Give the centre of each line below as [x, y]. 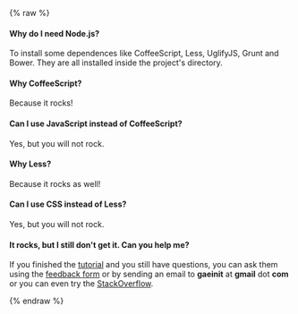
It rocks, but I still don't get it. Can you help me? [99, 244]
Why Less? [30, 164]
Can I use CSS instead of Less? [68, 204]
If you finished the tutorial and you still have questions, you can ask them [144, 265]
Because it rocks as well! [55, 183]
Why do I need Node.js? [55, 33]
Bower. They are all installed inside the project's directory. [116, 63]
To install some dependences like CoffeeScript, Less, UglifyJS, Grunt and [144, 54]
